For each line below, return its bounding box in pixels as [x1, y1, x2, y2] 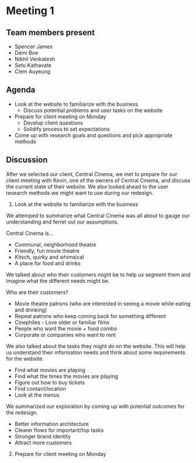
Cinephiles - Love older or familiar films [14, 319, 110, 326]
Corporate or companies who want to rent [14, 331, 116, 338]
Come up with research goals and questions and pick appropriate [14, 131, 173, 138]
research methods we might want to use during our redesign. [6, 189, 154, 196]
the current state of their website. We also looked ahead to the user [6, 183, 169, 190]
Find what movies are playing [14, 366, 86, 373]
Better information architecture [14, 420, 89, 427]
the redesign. [6, 409, 38, 416]
